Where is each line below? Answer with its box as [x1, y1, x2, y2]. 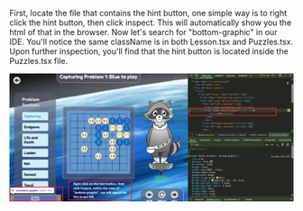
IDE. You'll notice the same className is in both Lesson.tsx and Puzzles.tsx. [9, 36, 294, 47]
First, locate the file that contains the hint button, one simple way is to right [9, 8, 288, 18]
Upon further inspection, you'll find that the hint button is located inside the [9, 46, 289, 57]
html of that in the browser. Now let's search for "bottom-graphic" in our [9, 27, 278, 37]
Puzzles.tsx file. [9, 56, 69, 66]
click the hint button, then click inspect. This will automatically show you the [9, 17, 292, 28]
